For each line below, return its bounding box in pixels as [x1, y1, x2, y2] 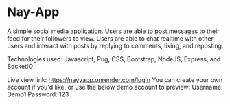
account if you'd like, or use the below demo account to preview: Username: [7, 83, 223, 91]
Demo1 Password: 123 [7, 90, 69, 98]
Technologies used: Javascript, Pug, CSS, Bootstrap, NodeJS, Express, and [7, 54, 221, 63]
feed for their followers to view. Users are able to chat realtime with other [7, 34, 214, 42]
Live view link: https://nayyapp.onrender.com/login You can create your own [7, 75, 223, 83]
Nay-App [7, 4, 60, 20]
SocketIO [7, 62, 33, 70]
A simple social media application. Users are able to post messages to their [7, 27, 220, 35]
